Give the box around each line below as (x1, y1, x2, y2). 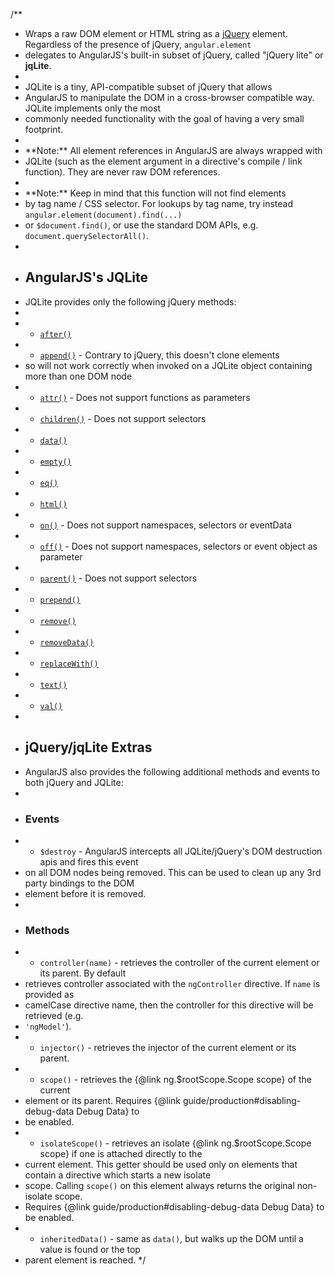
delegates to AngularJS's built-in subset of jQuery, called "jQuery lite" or (24, 49, 324, 61)
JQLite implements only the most (24, 102, 162, 114)
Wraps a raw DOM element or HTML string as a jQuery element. (24, 28, 288, 39)
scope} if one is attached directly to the (39, 1148, 203, 1160)
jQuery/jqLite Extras (24, 739, 153, 756)
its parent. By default (39, 967, 127, 979)
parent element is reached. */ (24, 1254, 147, 1266)
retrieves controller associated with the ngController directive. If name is (24, 978, 321, 990)
